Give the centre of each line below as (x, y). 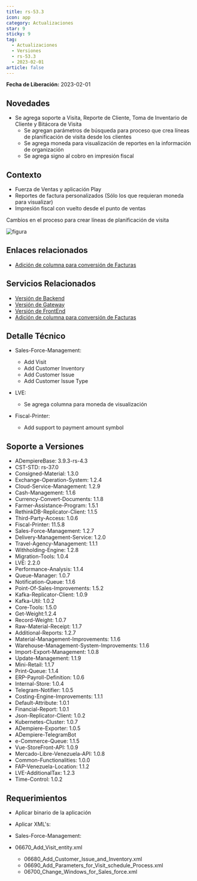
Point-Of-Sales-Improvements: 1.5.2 (59, 589)
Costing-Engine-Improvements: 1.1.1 (59, 696)
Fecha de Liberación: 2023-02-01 (49, 85)
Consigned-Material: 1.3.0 (47, 473)
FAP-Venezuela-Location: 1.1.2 (52, 767)
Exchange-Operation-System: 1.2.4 (58, 480)
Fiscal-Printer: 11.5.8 (40, 524)
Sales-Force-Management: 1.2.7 (54, 531)
